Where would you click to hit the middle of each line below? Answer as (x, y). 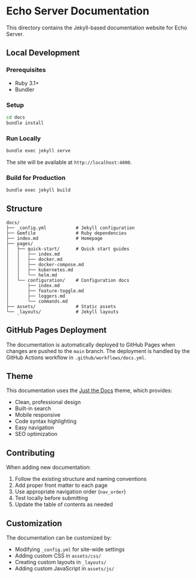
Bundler (24, 89)
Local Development (43, 53)
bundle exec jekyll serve (38, 150)
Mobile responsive (38, 415)
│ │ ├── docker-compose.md (45, 264)
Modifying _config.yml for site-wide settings (70, 549)
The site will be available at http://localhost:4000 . (69, 162)
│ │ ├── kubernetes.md (40, 270)
